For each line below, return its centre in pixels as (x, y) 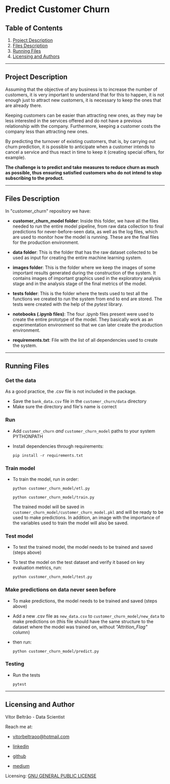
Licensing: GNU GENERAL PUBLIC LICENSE (51, 776)
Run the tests (26, 675)
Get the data (21, 380)
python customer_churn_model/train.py (53, 497)
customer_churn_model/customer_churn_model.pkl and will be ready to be (88, 512)
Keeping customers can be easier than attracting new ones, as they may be (84, 115)
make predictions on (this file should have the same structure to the (83, 621)
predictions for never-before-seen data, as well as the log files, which (85, 231)
